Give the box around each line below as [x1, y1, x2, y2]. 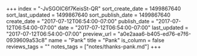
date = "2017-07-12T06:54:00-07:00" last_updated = [57, 24, 189, 31]
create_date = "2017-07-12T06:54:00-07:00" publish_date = [6, 18, 154, 24]
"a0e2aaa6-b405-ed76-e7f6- [117, 30, 192, 38]
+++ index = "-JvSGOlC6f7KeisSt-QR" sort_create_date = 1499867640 [6, 5, 181, 12]
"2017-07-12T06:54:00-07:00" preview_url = [6, 30, 117, 38]
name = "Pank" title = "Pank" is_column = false [48, 37, 165, 43]
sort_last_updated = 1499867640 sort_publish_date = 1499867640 [6, 11, 171, 18]
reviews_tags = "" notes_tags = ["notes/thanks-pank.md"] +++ [6, 43, 162, 50]
